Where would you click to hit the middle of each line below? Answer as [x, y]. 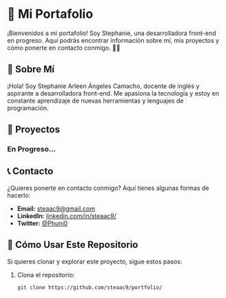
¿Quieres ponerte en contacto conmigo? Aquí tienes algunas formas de [108, 188]
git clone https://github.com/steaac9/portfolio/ [90, 287]
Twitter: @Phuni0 [42, 223]
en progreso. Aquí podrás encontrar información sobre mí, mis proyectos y [113, 40]
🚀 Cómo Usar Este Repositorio [73, 245]
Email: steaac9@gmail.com [56, 209]
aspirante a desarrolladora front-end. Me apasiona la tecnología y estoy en [113, 93]
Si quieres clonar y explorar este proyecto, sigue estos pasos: [95, 262]
